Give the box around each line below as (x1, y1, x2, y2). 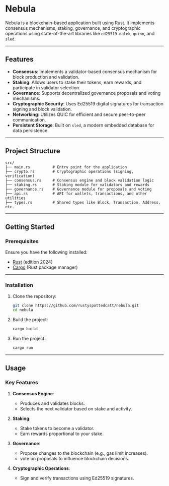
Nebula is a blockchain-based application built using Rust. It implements (5, 20, 155, 26)
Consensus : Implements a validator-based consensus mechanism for (12, 69, 157, 75)
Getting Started (5, 222, 55, 231)
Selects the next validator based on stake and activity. (20, 405, 132, 411)
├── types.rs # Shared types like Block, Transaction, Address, (5, 200, 161, 205)
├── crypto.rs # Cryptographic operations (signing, (5, 169, 134, 174)
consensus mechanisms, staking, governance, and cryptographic (5, 25, 141, 31)
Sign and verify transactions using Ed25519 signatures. (20, 475, 134, 481)
